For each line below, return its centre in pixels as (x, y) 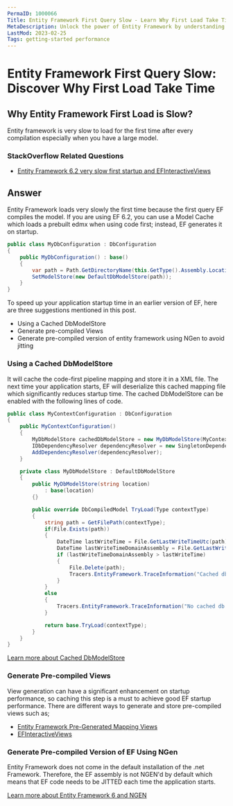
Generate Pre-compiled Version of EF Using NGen (93, 752)
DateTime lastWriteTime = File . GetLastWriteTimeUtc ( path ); (144, 542)
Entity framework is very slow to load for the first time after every (100, 131)
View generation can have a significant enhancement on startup (98, 691)
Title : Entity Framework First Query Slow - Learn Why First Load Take (113, 20)
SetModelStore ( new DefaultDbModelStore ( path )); (102, 277)
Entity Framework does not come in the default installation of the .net (106, 766)
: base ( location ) (69, 491)
